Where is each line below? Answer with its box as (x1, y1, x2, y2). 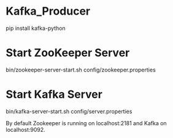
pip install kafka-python (6, 24, 66, 32)
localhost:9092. (6, 126, 45, 133)
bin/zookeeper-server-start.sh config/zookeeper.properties (6, 66, 156, 73)
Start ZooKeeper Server (6, 46, 130, 60)
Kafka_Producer (6, 4, 90, 18)
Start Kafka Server (6, 87, 102, 101)
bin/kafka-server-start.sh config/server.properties (6, 107, 133, 115)
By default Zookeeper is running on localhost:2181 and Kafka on (6, 119, 167, 126)
